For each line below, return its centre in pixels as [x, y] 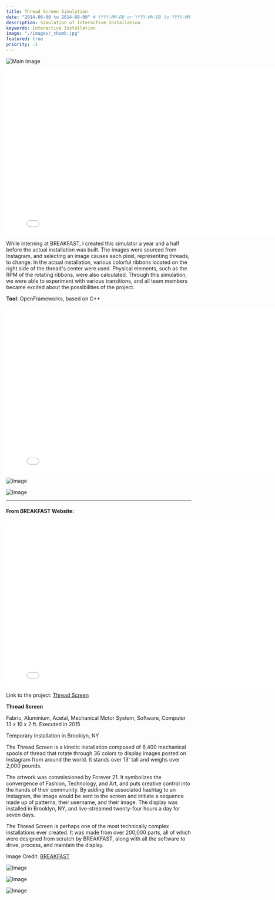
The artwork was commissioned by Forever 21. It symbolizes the [84, 777]
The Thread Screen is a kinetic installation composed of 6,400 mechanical [96, 747]
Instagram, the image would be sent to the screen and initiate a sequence [95, 796]
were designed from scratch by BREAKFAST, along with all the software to [96, 839]
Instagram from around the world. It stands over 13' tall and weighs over [93, 760]
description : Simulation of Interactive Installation [73, 22]
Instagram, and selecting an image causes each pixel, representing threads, [98, 256]
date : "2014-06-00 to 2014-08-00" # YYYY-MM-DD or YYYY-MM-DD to [88, 17]
